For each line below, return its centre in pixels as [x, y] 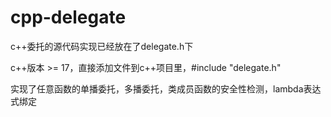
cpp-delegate [68, 17]
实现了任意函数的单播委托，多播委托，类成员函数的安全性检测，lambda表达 [166, 88]
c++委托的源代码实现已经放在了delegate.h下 [102, 46]
